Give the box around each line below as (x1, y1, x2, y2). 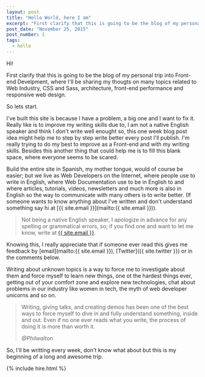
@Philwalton (21, 334, 53, 342)
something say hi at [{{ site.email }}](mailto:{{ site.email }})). (6, 204, 157, 211)
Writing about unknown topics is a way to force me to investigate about (6, 265, 185, 273)
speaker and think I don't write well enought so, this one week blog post (6, 127, 187, 135)
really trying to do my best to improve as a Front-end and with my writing (6, 140, 190, 148)
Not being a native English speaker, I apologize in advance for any (21, 216, 187, 223)
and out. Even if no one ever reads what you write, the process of (21, 316, 186, 323)
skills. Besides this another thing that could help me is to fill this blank (6, 147, 181, 154)
